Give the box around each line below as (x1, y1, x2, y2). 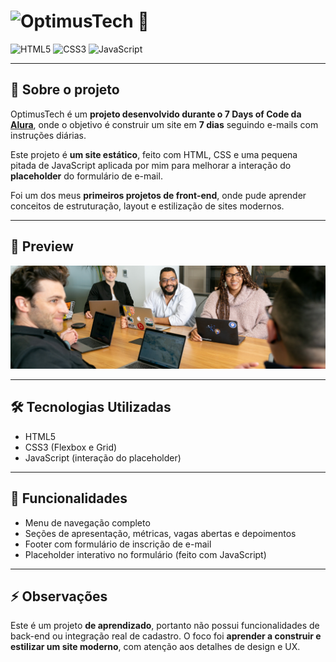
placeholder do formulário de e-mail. (10, 170, 163, 182)
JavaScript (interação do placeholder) (24, 451, 182, 464)
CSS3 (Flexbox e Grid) (24, 441, 118, 453)
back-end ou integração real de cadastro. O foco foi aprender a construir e (10, 630, 322, 642)
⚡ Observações (10, 588, 108, 605)
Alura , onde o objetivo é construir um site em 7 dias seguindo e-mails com (10, 118, 319, 130)
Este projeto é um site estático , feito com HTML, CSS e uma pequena (10, 148, 298, 160)
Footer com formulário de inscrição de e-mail (24, 538, 212, 550)
